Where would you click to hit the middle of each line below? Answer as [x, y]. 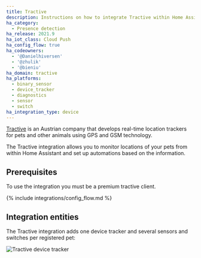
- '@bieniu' [27, 67]
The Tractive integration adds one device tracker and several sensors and [97, 231]
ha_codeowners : [25, 51]
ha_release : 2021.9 [31, 34]
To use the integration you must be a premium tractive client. [81, 187]
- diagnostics [29, 95]
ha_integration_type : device [42, 112]
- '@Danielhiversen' [37, 56]
